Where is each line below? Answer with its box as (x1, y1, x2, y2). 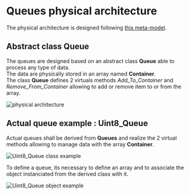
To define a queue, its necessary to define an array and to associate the (6, 164, 185, 171)
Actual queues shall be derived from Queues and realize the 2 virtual (6, 134, 177, 142)
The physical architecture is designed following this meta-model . (6, 24, 167, 31)
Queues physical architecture (6, 4, 158, 18)
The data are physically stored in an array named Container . (6, 70, 156, 77)
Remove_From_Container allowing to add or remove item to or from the (6, 83, 182, 90)
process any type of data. (6, 64, 70, 71)
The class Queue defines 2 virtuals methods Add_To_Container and (6, 76, 173, 83)
